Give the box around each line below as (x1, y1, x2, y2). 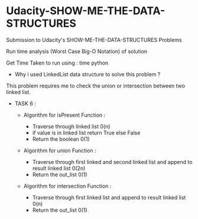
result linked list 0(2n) (32, 165, 86, 172)
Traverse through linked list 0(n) (32, 123, 111, 130)
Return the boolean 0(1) (32, 135, 90, 143)
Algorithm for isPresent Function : (23, 111, 106, 118)
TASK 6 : (14, 99, 37, 107)
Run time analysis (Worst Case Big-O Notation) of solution (6, 47, 148, 54)
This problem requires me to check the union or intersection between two (6, 82, 185, 89)
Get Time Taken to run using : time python (6, 59, 109, 66)
